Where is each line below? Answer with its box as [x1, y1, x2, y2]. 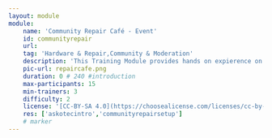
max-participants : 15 [23, 80, 96, 88]
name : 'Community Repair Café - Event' [23, 27, 158, 35]
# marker [23, 118, 53, 126]
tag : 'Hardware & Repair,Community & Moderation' [23, 50, 194, 58]
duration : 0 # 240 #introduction [23, 72, 136, 80]
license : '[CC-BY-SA [23, 102, 92, 110]
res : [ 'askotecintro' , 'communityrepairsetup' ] [23, 110, 183, 119]
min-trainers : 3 [23, 87, 79, 96]
